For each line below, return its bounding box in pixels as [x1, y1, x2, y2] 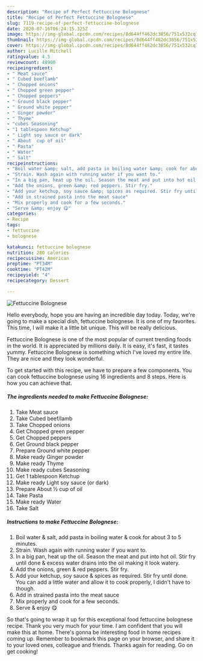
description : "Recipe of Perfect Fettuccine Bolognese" [7, 8, 150, 15]
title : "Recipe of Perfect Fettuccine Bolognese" [7, 14, 134, 21]
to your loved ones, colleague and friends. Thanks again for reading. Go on [7, 641, 193, 648]
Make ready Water [15, 498, 62, 505]
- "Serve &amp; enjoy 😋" [7, 205, 71, 211]
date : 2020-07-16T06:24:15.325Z [7, 25, 88, 32]
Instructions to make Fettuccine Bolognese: [7, 518, 119, 525]
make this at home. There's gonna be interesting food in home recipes [7, 628, 181, 636]
